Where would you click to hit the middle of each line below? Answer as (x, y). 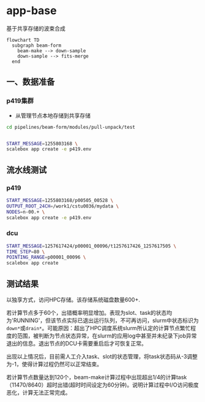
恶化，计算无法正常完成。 (39, 393)
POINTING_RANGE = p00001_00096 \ (46, 257)
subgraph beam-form (37, 45)
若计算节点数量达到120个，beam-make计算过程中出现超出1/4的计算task (97, 377)
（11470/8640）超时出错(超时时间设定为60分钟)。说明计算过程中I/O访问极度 (102, 385)
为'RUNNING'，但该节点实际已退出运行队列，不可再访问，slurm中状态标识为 (102, 320)
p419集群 (20, 101)
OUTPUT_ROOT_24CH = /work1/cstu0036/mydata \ (63, 206)
